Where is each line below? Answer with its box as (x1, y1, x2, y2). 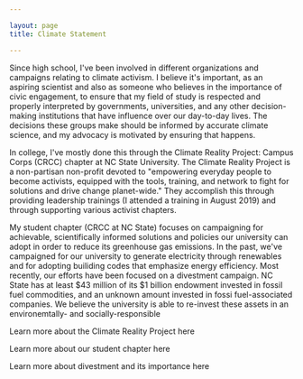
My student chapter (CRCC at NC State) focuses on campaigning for (9, 222, 264, 233)
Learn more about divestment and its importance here (9, 360, 210, 371)
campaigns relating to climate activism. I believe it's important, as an (9, 71, 263, 82)
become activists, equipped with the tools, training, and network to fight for (9, 175, 289, 186)
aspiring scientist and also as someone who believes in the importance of (9, 81, 282, 92)
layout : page (9, 21, 59, 30)
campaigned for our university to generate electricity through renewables (9, 250, 282, 262)
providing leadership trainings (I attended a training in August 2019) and (9, 195, 277, 206)
